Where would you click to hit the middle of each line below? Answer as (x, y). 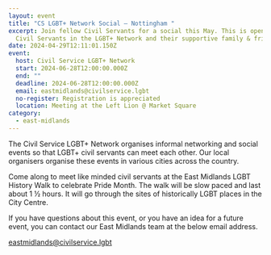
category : (25, 114)
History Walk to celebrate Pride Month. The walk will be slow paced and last (134, 185)
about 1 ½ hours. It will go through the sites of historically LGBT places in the (135, 194)
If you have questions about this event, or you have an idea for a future (126, 218)
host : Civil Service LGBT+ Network (75, 61)
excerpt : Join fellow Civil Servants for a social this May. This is (128, 31)
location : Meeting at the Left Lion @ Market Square (106, 106)
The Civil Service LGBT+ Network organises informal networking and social (133, 144)
